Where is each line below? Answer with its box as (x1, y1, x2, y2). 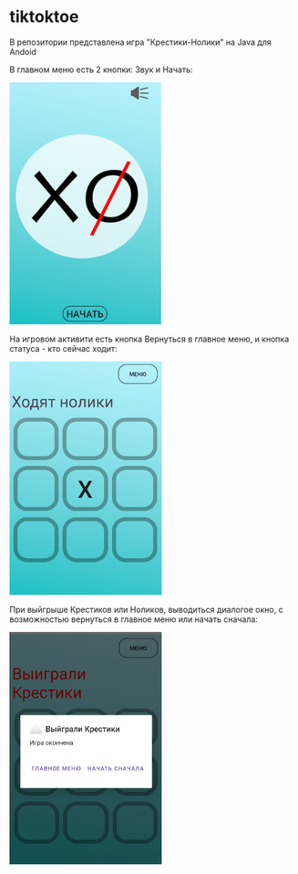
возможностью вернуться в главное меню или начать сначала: (9, 614, 258, 625)
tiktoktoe (9, 6, 79, 27)
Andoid (9, 46, 36, 57)
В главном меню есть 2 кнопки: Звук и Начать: (9, 64, 193, 75)
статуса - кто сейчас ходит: (9, 342, 118, 353)
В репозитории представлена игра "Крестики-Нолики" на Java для (9, 37, 272, 47)
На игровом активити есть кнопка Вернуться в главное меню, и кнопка (9, 333, 290, 344)
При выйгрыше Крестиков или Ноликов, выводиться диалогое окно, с (9, 604, 284, 615)
